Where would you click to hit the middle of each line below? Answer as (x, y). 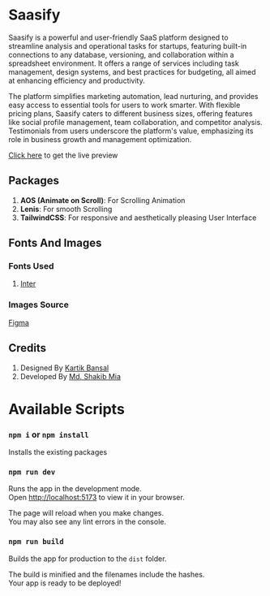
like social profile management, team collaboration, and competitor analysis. (136, 122)
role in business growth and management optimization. (100, 139)
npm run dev (32, 472)
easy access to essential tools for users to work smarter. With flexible (124, 105)
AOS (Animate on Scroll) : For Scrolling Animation (103, 200)
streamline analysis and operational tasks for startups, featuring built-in (128, 45)
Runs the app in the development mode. (75, 489)
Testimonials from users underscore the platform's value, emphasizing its (131, 131)
